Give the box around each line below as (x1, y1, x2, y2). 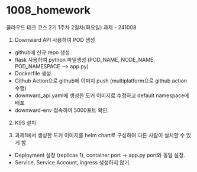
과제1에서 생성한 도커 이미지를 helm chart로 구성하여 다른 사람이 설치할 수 (14, 131, 185, 138)
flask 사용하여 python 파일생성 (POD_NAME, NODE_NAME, (14, 56, 156, 63)
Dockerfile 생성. (14, 70, 53, 77)
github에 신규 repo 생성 (14, 48, 70, 56)
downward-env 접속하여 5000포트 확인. (14, 107, 109, 114)
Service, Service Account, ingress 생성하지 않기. (14, 158, 131, 166)
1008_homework (6, 4, 91, 17)
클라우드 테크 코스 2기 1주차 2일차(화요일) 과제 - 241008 (6, 24, 137, 31)
